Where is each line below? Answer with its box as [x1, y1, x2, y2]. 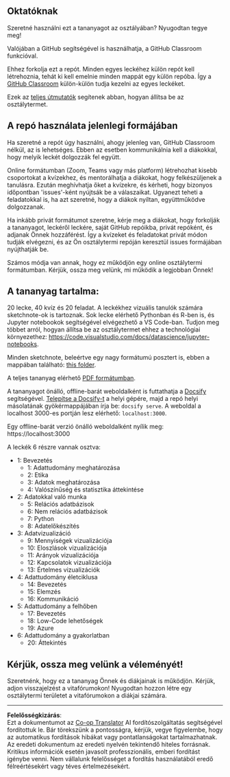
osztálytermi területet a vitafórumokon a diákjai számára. [7, 691, 168, 699]
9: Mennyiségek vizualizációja [27, 537, 113, 545]
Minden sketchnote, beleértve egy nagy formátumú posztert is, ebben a [7, 353, 210, 362]
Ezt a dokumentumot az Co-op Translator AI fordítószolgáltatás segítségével [7, 719, 222, 727]
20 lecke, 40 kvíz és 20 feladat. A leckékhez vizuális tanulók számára [7, 303, 203, 312]
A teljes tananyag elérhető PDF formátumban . [7, 374, 136, 382]
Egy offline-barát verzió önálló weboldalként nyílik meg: [7, 422, 164, 431]
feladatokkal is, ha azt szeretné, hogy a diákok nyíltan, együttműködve [7, 195, 205, 203]
